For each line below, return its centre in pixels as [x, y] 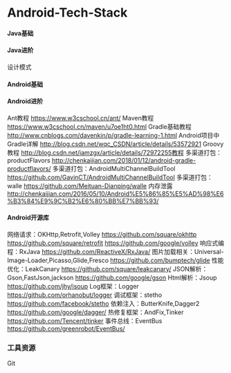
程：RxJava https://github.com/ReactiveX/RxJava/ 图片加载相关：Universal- [115, 251]
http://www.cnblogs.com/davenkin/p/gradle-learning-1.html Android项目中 [113, 135]
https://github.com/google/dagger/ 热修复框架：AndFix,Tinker [95, 312]
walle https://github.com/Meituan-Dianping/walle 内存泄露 [90, 185]
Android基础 [25, 84]
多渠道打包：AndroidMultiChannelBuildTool [114, 168]
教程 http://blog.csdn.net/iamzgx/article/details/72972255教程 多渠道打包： [115, 152]
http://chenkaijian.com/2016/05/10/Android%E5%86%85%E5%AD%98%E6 [115, 193]
